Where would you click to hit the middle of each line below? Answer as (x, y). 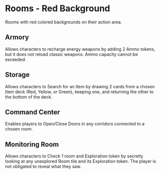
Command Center (32, 112)
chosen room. (19, 129)
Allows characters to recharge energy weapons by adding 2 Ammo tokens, (80, 49)
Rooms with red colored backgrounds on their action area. (63, 22)
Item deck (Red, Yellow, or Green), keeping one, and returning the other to (79, 92)
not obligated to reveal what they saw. (43, 167)
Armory (17, 37)
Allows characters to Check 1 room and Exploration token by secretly (74, 156)
